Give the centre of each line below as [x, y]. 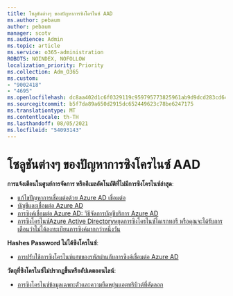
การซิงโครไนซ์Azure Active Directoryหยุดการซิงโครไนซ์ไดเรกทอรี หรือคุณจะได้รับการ [120, 221]
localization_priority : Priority [55, 65]
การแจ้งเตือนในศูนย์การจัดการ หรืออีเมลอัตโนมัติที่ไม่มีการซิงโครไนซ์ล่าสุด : [90, 184]
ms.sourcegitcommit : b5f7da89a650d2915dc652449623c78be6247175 [101, 104]
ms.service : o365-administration [55, 53]
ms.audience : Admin [35, 40]
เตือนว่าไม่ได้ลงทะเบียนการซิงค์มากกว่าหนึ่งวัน [69, 229]
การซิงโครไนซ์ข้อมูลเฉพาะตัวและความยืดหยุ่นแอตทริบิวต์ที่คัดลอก [90, 285]
